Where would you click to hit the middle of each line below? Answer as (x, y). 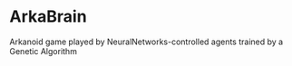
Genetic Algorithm (43, 51)
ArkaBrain (49, 17)
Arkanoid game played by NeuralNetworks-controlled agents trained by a (146, 42)
